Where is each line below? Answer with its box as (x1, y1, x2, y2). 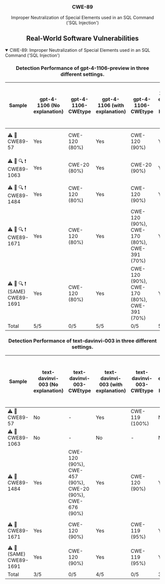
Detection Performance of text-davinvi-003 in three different (8, 337, 157, 344)
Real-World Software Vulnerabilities (26, 34, 139, 42)
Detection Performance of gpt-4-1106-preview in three (16, 65, 149, 72)
